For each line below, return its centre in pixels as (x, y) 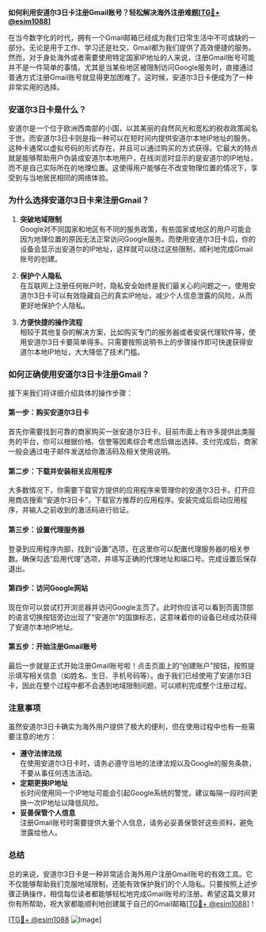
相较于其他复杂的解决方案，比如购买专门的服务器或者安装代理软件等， (134, 332)
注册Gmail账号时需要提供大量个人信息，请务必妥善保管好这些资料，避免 (137, 823)
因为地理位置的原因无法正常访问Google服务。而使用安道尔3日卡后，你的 (137, 239)
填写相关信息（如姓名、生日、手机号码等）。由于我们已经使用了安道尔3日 (133, 675)
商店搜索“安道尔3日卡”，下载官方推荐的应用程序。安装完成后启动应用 (127, 500)
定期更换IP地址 (44, 783)
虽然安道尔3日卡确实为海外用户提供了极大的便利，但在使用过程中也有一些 (128, 727)
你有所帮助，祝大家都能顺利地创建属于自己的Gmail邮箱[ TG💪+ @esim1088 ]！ (133, 903)
